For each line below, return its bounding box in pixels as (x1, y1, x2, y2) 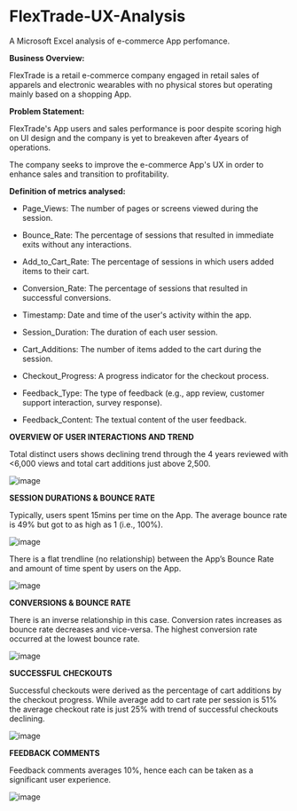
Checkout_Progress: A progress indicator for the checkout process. (21, 370, 269, 381)
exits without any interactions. (21, 239, 132, 249)
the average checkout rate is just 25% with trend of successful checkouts (9, 704, 279, 714)
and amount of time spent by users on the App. (9, 563, 182, 573)
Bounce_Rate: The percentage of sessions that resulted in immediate (21, 229, 275, 240)
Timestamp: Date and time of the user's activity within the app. (21, 309, 252, 320)
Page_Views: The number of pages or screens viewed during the (21, 202, 259, 214)
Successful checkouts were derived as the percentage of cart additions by (9, 685, 282, 696)
